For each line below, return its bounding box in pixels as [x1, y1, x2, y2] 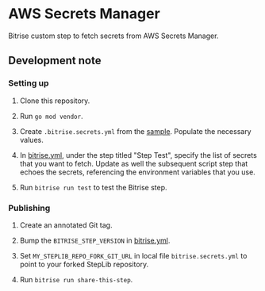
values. [19, 135, 44, 144]
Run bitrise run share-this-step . [19, 274, 133, 284]
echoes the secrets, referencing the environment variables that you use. [19, 167, 255, 177]
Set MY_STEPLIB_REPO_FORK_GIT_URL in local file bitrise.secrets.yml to [19, 251, 248, 260]
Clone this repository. [19, 96, 90, 105]
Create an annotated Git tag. [19, 220, 113, 230]
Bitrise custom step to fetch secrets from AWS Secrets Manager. [8, 31, 219, 40]
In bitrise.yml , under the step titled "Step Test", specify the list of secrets [19, 150, 258, 159]
